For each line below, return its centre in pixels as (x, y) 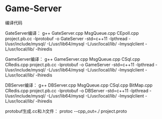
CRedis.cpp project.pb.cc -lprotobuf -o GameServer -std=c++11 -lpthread (80, 65)
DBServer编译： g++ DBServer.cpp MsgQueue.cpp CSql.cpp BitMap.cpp (79, 85)
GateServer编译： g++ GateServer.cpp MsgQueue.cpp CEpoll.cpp (72, 33)
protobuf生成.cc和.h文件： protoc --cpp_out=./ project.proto (66, 111)
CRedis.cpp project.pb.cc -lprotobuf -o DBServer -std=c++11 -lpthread (77, 91)
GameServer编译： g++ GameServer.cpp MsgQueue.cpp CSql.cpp (73, 59)
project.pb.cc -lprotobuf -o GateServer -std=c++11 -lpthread (66, 38)
